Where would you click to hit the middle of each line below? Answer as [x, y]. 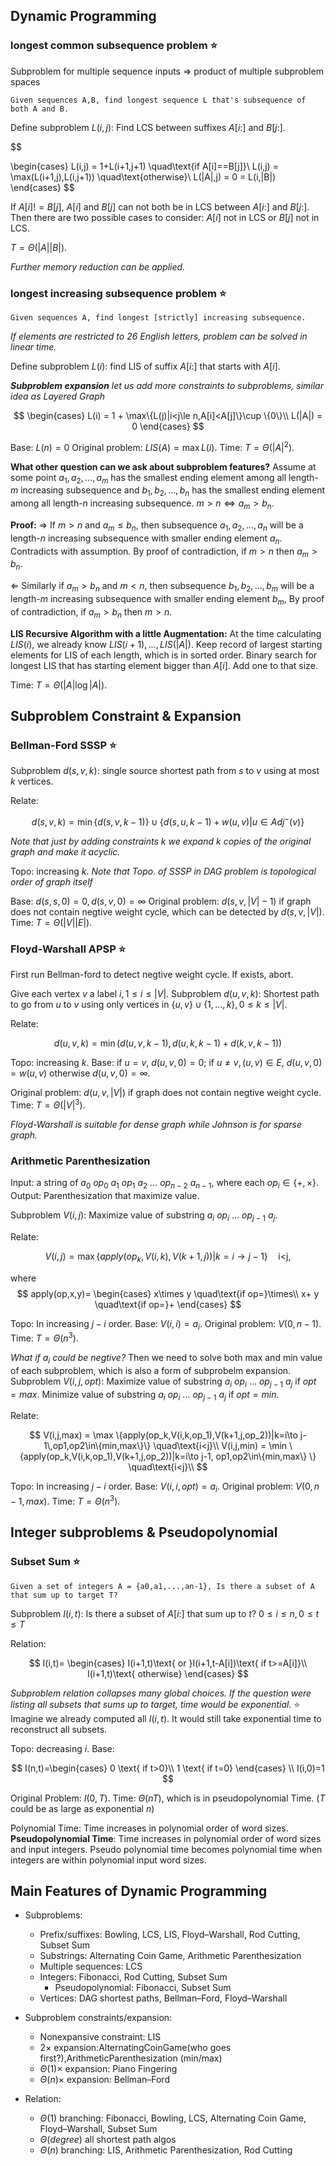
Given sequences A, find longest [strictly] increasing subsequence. [158, 317]
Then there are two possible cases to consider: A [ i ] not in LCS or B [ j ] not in [165, 217]
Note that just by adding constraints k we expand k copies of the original [161, 841]
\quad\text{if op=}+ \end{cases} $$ [168, 1304]
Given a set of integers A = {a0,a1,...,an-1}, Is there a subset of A [162, 1586]
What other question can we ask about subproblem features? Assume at [163, 466]
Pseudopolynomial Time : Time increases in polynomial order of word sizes [166, 1838]
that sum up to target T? [64, 1595]
